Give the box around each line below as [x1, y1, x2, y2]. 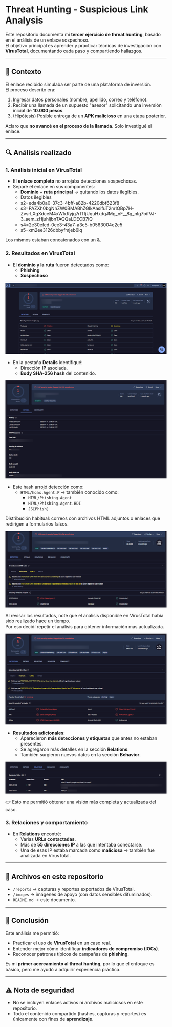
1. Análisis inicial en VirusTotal [5, 167, 82, 174]
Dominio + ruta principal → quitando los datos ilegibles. [20, 189, 139, 195]
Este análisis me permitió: [5, 930, 59, 936]
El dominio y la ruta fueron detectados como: [12, 261, 109, 268]
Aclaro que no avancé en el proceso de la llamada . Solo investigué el [5, 123, 152, 129]
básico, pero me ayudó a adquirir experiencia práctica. [5, 966, 121, 972]
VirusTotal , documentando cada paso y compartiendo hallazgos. [5, 48, 143, 54]
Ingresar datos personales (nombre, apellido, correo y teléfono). [12, 96, 148, 103]
